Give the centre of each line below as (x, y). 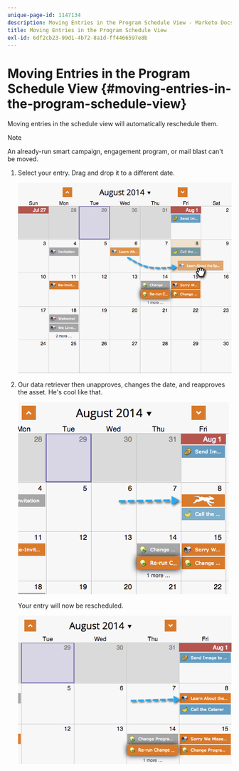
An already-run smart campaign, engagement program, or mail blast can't (116, 152)
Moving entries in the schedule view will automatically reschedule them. (113, 124)
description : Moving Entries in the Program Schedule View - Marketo (113, 22)
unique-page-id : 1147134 (44, 15)
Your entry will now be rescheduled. (70, 606)
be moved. (23, 159)
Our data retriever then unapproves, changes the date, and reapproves (121, 384)
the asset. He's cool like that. (60, 392)
